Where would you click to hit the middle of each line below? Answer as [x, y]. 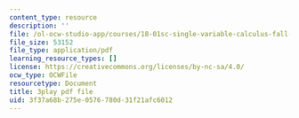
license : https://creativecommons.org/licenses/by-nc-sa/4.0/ [127, 67]
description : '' [39, 26]
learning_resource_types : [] [63, 59]
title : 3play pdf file [51, 91]
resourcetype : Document [53, 83]
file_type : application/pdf [61, 51]
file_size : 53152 [41, 42]
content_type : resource [53, 17]
